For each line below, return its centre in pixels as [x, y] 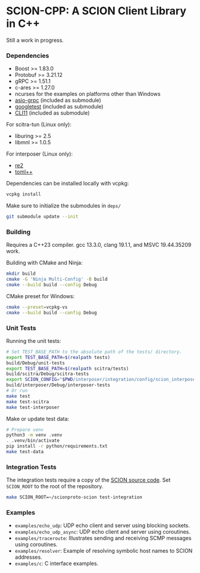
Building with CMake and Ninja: [44, 263]
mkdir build [21, 274]
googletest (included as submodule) [59, 107]
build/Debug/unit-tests [36, 363]
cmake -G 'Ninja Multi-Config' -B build [57, 279]
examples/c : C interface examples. [57, 563]
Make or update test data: [38, 419]
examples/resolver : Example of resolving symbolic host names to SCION [104, 551]
